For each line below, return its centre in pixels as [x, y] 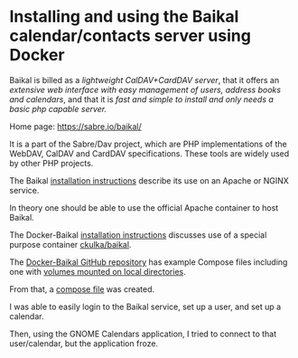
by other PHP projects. [51, 163]
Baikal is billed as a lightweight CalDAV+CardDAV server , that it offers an [144, 80]
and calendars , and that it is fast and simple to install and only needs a [141, 99]
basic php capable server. [58, 108]
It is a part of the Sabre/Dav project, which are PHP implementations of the [148, 144]
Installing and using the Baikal [124, 17]
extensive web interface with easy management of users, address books [145, 89]
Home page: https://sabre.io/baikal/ [75, 126]
